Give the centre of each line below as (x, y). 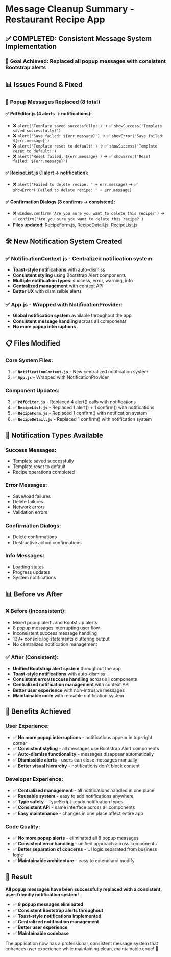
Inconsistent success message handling (55, 633)
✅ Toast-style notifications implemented (57, 916)
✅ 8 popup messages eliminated (48, 904)
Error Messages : (26, 485)
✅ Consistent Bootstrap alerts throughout (58, 910)
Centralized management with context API (58, 286)
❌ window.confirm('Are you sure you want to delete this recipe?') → (89, 213)
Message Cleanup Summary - (70, 9)
